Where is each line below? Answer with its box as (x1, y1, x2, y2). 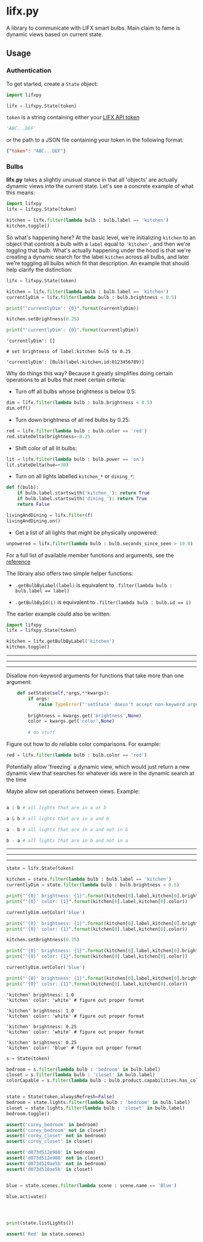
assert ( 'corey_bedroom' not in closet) (6, 1127, 107, 1133)
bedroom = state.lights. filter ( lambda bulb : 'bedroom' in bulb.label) (6, 1100, 190, 1106)
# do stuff (28, 729, 56, 736)
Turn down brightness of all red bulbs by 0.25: (14, 416, 130, 423)
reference (6, 558, 31, 565)
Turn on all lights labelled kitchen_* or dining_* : (14, 473, 135, 480)
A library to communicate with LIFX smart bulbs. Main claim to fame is (6, 24, 181, 31)
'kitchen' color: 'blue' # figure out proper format (6, 1045, 142, 1051)
